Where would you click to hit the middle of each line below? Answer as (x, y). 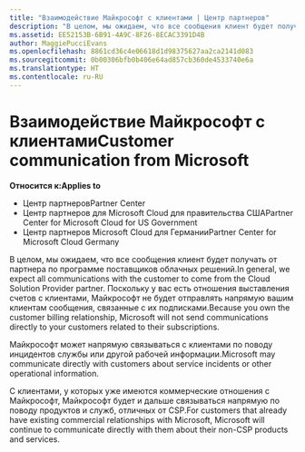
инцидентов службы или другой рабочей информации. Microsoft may (143, 354)
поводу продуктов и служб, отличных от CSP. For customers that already (148, 410)
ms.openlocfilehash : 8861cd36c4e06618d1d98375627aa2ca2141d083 (132, 52)
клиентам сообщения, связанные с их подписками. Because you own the (150, 307)
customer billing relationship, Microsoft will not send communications (139, 317)
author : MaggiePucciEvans (58, 43)
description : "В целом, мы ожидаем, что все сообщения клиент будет (142, 26)
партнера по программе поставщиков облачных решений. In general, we (150, 269)
